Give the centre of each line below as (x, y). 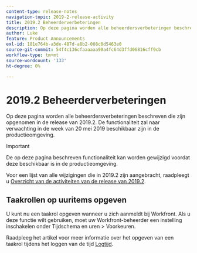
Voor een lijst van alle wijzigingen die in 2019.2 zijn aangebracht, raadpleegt (98, 175)
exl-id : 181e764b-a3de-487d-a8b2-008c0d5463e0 (64, 45)
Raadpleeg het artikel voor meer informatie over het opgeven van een (90, 238)
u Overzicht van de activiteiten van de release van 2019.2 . (76, 182)
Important (18, 146)
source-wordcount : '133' (36, 60)
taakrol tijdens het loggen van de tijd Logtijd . (60, 244)
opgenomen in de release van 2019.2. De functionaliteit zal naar (83, 122)
